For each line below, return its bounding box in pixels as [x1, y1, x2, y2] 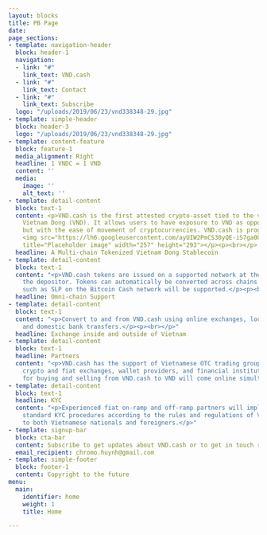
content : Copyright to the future [15, 471, 130, 478]
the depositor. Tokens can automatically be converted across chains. [22, 278, 261, 287]
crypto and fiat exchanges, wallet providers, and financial [22, 367, 229, 375]
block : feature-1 [15, 145, 73, 153]
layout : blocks [8, 11, 59, 20]
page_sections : [8, 33, 59, 42]
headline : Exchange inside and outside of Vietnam [15, 330, 187, 338]
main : [15, 485, 34, 494]
